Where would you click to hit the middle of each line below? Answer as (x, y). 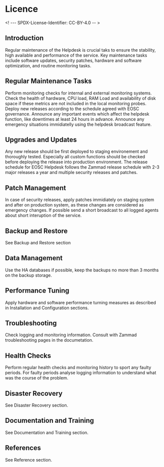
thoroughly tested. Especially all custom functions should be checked (75, 157)
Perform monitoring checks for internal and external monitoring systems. (78, 93)
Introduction (24, 38)
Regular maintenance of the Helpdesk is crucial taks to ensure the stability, (81, 50)
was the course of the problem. (37, 378)
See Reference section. (29, 460)
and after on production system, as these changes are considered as (74, 205)
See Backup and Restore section (38, 243)
